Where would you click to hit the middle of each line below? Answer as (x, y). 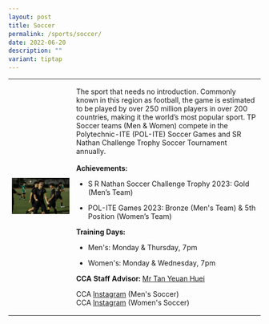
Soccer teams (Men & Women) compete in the (152, 125)
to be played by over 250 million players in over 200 (162, 108)
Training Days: (100, 232)
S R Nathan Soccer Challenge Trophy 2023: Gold (169, 184)
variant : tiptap (35, 59)
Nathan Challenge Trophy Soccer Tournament (151, 142)
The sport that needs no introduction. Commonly (156, 91)
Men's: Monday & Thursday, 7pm (143, 247)
